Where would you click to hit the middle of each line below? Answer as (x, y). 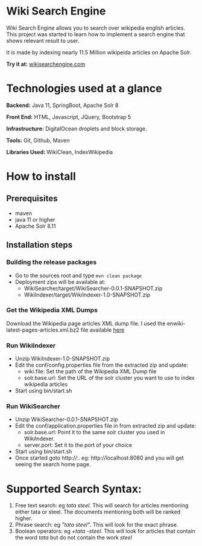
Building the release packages (52, 262)
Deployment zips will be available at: (60, 281)
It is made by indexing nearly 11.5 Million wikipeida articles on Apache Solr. (99, 52)
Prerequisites (32, 198)
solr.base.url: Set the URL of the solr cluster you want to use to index (109, 378)
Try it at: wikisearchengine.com (46, 64)
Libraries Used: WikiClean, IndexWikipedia (60, 152)
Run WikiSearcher (33, 406)
